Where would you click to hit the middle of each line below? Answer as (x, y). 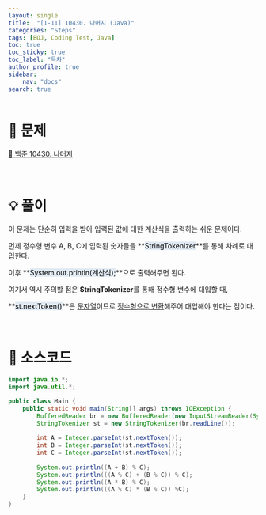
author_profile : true (44, 67)
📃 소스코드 (40, 358)
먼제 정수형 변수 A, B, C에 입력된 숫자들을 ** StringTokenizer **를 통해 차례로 (127, 246)
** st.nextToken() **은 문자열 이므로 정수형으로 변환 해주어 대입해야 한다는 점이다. (132, 306)
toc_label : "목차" (37, 60)
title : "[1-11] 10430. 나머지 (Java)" (71, 23)
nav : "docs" (42, 81)
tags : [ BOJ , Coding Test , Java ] (61, 38)
